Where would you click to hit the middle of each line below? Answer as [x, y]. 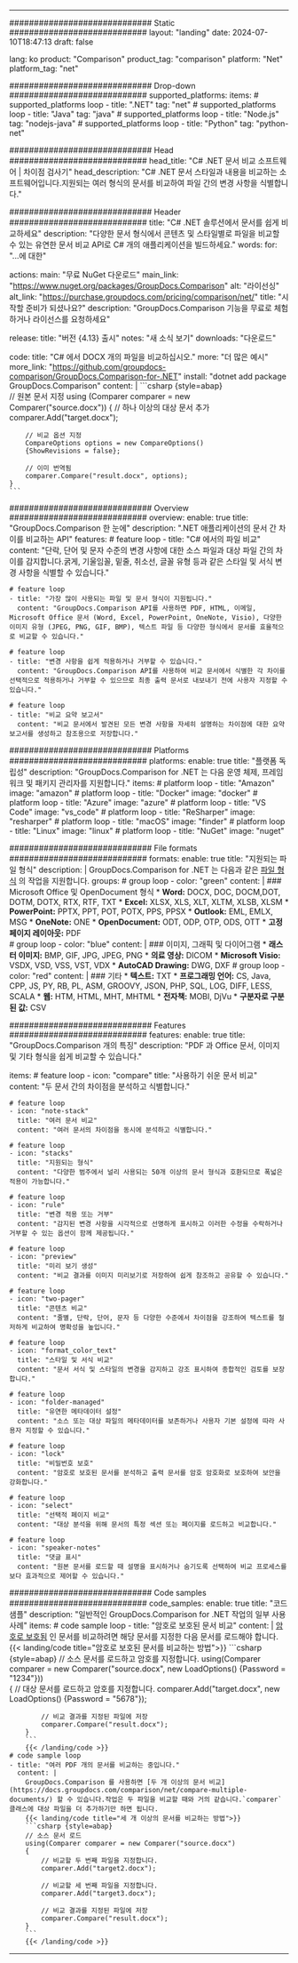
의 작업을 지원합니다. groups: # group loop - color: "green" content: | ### [150, 881]
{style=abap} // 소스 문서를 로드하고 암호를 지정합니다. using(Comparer [135, 1659]
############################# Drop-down [103, 86]
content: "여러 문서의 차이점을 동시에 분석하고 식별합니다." [115, 1130]
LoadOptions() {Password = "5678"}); [78, 1699]
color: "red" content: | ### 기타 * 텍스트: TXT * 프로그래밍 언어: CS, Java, [140, 976]
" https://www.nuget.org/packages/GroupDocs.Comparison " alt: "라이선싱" [145, 286]
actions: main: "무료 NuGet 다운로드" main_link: [94, 275]
